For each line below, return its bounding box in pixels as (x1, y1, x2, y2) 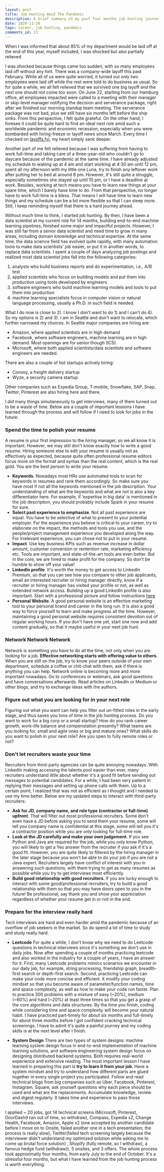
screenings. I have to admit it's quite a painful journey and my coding (12, 1023, 151, 1029)
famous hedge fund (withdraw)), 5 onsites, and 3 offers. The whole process (5, 1146, 158, 1152)
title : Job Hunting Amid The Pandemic (5, 12, 84, 17)
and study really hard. (5, 930, 49, 936)
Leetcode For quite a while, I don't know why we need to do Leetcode (12, 939, 153, 946)
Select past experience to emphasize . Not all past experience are (12, 510, 145, 515)
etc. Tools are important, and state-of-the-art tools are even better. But (12, 551, 155, 557)
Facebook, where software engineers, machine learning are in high (12, 335, 147, 341)
